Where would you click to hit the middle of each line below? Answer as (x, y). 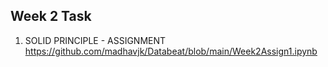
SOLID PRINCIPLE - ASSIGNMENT (95, 40)
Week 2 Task (51, 16)
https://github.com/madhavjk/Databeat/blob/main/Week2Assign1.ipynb (171, 51)
